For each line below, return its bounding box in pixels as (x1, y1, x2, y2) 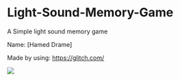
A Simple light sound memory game (7, 27, 108, 35)
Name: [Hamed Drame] (7, 40, 73, 48)
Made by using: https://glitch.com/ (7, 53, 105, 62)
